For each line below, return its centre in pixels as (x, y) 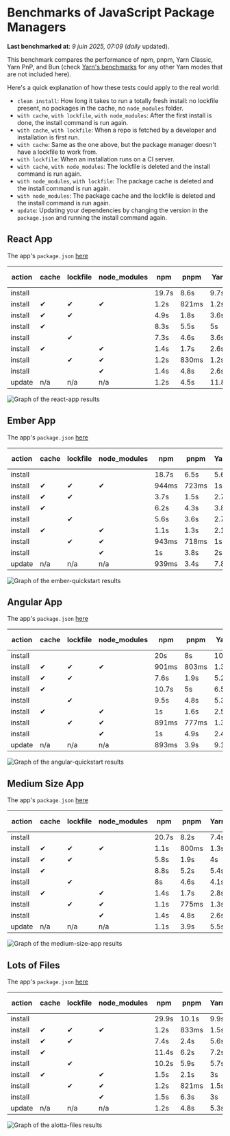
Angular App (35, 602)
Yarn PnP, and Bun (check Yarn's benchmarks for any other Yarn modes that (115, 67)
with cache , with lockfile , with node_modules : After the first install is (114, 115)
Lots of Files (34, 965)
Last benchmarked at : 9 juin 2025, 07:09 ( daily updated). (88, 46)
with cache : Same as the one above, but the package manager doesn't (117, 144)
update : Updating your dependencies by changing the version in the (113, 210)
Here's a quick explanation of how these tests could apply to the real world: (114, 87)
